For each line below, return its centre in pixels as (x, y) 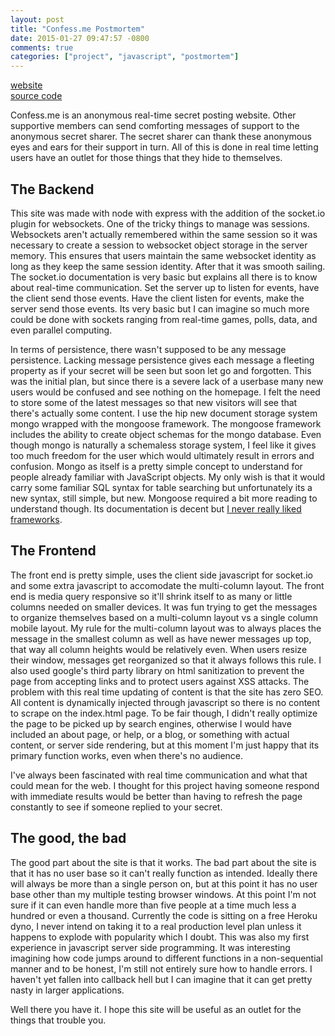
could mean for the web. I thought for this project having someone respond (165, 785)
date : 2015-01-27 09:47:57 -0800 (80, 38)
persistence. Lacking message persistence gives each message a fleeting (162, 360)
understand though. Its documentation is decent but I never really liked (156, 508)
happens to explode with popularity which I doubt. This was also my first (160, 937)
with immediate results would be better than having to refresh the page (156, 796)
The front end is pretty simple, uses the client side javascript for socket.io (161, 575)
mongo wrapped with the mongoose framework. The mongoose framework (166, 423)
